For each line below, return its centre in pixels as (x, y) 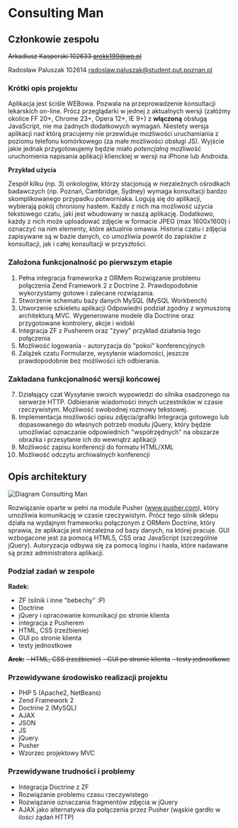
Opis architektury (47, 477)
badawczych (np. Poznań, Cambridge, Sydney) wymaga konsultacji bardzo (118, 191)
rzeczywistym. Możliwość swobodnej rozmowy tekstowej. (103, 409)
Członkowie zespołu (54, 39)
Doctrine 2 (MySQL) (47, 708)
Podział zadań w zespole (51, 571)
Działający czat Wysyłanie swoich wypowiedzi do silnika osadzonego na (124, 394)
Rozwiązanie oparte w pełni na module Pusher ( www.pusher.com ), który (113, 507)
